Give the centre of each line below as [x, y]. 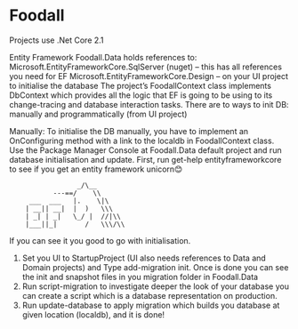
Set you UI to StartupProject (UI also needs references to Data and [144, 258]
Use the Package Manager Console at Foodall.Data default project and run [145, 150]
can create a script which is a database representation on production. [149, 295]
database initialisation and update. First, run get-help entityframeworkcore [145, 159]
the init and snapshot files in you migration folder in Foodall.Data [140, 277]
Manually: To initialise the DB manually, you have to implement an [129, 131]
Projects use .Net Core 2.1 [56, 40]
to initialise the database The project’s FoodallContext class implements [140, 85]
